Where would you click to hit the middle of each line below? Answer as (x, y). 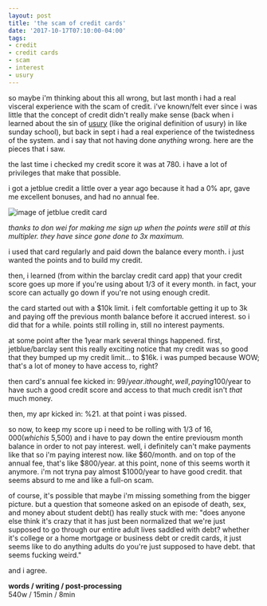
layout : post (30, 16)
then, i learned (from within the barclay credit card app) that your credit (125, 275)
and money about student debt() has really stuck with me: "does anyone (127, 513)
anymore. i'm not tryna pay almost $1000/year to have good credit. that (126, 471)
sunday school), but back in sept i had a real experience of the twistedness (132, 132)
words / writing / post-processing (65, 586)
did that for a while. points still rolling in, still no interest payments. (116, 325)
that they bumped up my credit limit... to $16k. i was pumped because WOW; (134, 357)
